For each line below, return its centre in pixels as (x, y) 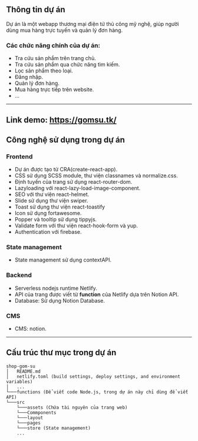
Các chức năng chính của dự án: (53, 45)
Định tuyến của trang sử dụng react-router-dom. (73, 182)
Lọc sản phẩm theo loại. (44, 71)
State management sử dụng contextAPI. (63, 260)
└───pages (29, 423)
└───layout (30, 417)
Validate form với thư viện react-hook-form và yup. (76, 226)
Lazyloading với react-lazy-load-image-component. (77, 188)
